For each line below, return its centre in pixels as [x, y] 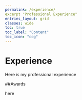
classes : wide [20, 23]
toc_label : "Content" [27, 32]
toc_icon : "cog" [21, 37]
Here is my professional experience [41, 74]
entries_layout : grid [27, 19]
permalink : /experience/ [30, 10]
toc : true [15, 28]
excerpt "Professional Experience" [41, 14]
